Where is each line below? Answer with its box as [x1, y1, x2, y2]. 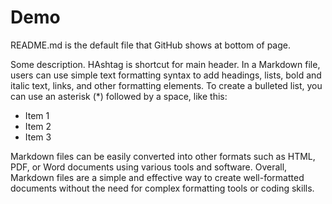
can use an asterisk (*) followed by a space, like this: [10, 90, 228, 102]
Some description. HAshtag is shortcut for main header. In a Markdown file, [10, 58, 321, 70]
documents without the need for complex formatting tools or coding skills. [10, 182, 315, 194]
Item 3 [24, 131, 52, 143]
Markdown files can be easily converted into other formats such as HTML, [10, 150, 316, 162]
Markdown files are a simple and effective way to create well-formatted [10, 171, 305, 183]
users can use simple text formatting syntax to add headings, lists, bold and [10, 69, 322, 81]
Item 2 [24, 120, 52, 132]
